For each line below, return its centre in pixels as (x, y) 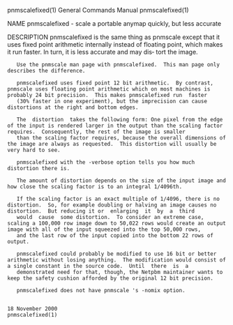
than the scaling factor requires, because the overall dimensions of (121, 138)
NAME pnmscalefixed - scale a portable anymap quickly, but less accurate (114, 23)
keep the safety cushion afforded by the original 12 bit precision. (111, 278)
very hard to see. (34, 150)
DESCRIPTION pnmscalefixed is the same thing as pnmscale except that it (114, 37)
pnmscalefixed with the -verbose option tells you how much (106, 162)
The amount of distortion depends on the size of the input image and (121, 181)
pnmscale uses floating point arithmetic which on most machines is (109, 89)
